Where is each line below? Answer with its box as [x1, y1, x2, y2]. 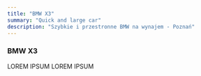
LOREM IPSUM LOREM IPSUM [7, 62, 94, 70]
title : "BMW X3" [7, 10, 54, 17]
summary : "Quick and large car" [7, 17, 101, 24]
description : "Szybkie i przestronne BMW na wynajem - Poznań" [7, 23, 195, 30]
